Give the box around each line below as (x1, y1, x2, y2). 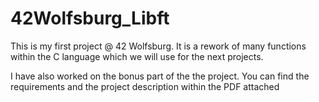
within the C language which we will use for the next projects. (10, 50, 264, 62)
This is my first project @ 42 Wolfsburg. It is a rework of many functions (10, 40, 307, 52)
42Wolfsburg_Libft (10, 7, 170, 30)
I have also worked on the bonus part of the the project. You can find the (10, 70, 310, 82)
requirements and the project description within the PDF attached (10, 80, 280, 92)
